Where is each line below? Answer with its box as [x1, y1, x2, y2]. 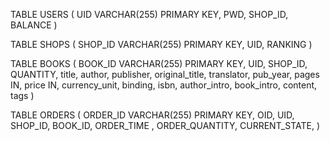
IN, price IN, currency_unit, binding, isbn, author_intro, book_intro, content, [10, 79, 318, 91]
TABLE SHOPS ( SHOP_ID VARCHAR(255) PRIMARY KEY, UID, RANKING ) [10, 39, 313, 50]
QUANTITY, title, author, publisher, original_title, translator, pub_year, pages [10, 69, 320, 80]
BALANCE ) [10, 19, 58, 31]
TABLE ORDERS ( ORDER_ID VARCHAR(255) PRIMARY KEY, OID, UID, [10, 109, 295, 121]
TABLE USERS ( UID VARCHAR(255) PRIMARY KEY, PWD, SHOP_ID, [10, 9, 289, 20]
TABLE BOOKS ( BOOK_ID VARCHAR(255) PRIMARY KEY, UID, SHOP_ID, [10, 58, 308, 69]
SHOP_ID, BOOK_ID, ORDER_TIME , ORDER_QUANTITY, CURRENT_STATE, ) [10, 120, 321, 131]
